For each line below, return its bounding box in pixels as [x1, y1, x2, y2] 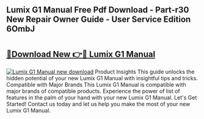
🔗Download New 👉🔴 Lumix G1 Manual [6, 49, 156, 59]
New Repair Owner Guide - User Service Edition [6, 15, 191, 25]
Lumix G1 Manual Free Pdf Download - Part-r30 [6, 5, 189, 15]
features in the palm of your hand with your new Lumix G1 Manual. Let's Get [6, 94, 197, 101]
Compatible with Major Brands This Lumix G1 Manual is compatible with [6, 81, 186, 88]
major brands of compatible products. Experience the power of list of [6, 87, 180, 95]
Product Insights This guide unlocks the [95, 68, 195, 75]
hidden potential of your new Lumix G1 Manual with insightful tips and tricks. [6, 75, 199, 81]
